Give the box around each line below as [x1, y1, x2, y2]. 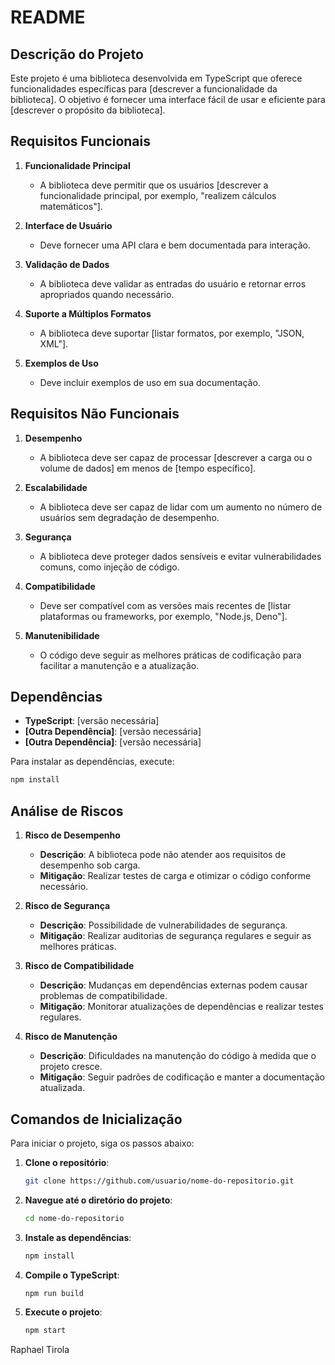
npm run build [24, 1288, 84, 1298]
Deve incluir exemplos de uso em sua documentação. [39, 376, 261, 388]
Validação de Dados [24, 258, 110, 270]
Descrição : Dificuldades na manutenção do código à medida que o [39, 1050, 317, 1062]
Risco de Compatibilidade [24, 960, 135, 972]
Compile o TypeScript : [24, 1269, 120, 1281]
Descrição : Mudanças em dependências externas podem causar [39, 979, 308, 991]
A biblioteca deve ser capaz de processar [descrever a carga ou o [39, 451, 313, 463]
